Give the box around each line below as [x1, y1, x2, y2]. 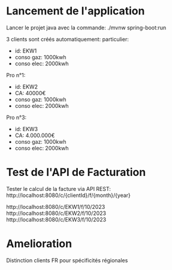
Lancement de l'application [6, 4, 145, 18]
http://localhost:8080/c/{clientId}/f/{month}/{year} [6, 192, 131, 199]
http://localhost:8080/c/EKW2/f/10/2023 [6, 210, 107, 217]
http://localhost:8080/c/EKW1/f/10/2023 [6, 203, 105, 210]
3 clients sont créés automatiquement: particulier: [6, 35, 129, 43]
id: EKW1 [14, 47, 37, 54]
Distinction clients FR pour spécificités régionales [6, 256, 128, 264]
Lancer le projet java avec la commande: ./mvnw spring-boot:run [6, 24, 167, 31]
